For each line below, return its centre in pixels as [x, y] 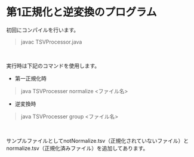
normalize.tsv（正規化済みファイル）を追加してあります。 [77, 148]
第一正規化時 [30, 78]
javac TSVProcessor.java [51, 42]
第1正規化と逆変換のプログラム [81, 12]
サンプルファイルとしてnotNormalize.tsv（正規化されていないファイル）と [98, 140]
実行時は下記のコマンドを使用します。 [53, 66]
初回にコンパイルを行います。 [43, 30]
